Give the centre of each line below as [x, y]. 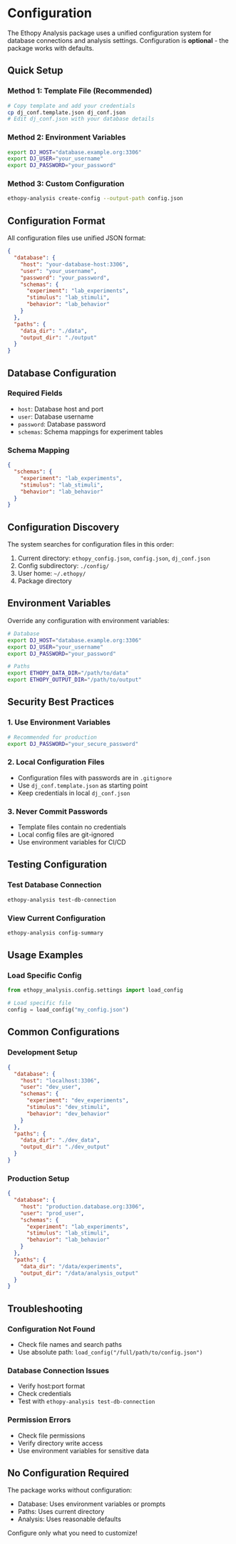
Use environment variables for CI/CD [72, 842]
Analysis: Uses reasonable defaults [69, 1519]
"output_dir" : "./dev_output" [65, 1147]
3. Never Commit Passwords [58, 811]
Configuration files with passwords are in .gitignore [95, 777]
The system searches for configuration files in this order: [91, 544]
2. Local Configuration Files [56, 762]
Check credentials [44, 1394]
